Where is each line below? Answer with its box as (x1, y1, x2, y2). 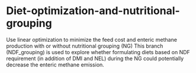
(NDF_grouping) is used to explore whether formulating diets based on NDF (6, 48, 191, 55)
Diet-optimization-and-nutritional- (6, 4, 181, 18)
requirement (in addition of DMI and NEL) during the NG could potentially (6, 55, 184, 62)
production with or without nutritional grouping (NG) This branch (6, 42, 163, 49)
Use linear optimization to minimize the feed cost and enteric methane (6, 36, 178, 43)
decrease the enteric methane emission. (6, 61, 105, 68)
